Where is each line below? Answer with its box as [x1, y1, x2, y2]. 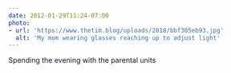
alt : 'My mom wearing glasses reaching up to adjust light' [15, 33, 221, 42]
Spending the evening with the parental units [8, 56, 156, 65]
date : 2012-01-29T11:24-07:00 [8, 11, 110, 20]
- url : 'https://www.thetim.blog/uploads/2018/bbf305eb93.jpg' [8, 26, 225, 34]
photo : [8, 19, 30, 27]
